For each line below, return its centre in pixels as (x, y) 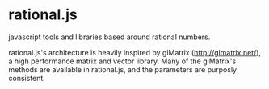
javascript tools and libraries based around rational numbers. (109, 37)
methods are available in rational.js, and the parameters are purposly (122, 69)
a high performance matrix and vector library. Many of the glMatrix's (122, 61)
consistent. (27, 78)
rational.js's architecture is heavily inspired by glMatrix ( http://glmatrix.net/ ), (134, 52)
